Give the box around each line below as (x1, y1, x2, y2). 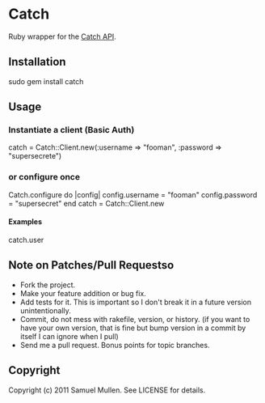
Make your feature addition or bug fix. (19, 288, 147, 298)
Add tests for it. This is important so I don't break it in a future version (19, 297, 252, 307)
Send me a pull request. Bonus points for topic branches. (19, 340, 210, 350)
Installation (8, 55, 66, 69)
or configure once (8, 172, 81, 183)
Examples (8, 217, 43, 227)
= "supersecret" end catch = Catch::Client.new (8, 198, 165, 208)
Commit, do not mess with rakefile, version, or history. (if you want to (19, 314, 250, 324)
